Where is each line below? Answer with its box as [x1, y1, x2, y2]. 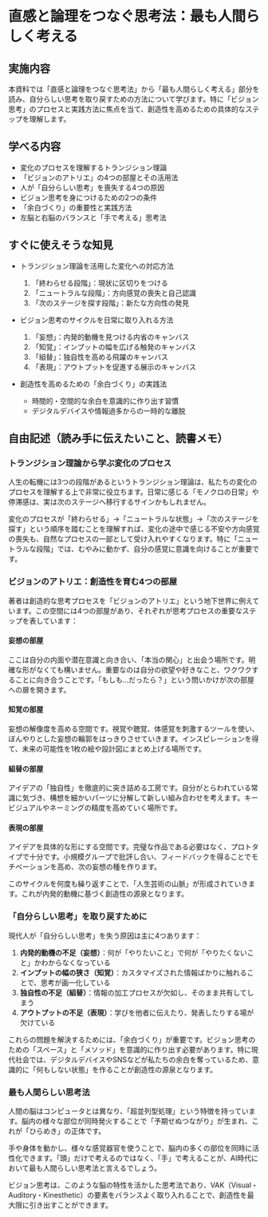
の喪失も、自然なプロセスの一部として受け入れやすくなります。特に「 [8, 534, 238, 544]
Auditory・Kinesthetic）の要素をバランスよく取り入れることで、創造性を [8, 1191, 247, 1200]
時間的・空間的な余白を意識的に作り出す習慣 [31, 396, 179, 405]
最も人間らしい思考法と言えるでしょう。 [29, 1163, 162, 1173]
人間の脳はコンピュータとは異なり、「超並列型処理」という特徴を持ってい [8, 1107, 249, 1116]
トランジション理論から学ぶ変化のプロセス [8, 457, 172, 469]
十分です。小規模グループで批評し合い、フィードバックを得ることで [29, 852, 252, 862]
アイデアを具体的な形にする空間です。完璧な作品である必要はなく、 [8, 842, 231, 852]
